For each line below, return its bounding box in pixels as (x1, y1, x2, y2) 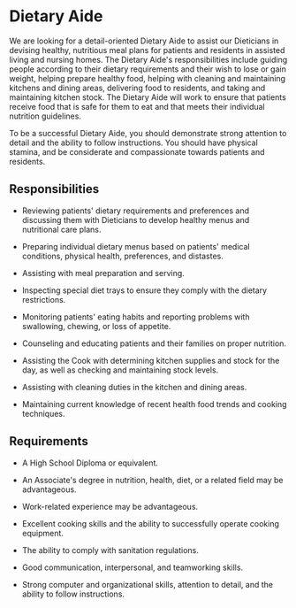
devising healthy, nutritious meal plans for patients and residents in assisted (9, 44, 285, 55)
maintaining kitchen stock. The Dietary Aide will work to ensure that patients (9, 91, 287, 103)
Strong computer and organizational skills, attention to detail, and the (21, 579, 274, 589)
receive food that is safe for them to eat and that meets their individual (9, 101, 265, 112)
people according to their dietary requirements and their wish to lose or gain (9, 64, 287, 74)
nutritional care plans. (21, 224, 102, 235)
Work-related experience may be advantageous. (21, 501, 199, 512)
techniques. (21, 408, 65, 419)
